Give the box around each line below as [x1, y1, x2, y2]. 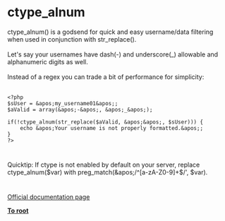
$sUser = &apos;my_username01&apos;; [7, 100, 118, 107]
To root [7, 206, 29, 215]
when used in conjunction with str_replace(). [7, 35, 137, 43]
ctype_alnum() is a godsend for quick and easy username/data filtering [7, 28, 214, 36]
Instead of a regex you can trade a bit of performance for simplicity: [7, 72, 205, 81]
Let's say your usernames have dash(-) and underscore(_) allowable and [7, 50, 219, 59]
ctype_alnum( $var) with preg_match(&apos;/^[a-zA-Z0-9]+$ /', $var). [7, 168, 208, 177]
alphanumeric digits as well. [7, 57, 88, 66]
